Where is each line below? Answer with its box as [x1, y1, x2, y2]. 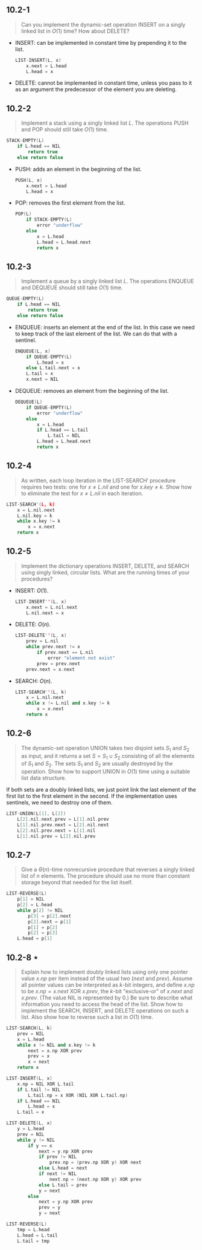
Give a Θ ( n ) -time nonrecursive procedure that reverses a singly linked [21, 866, 195, 873]
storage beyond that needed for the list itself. [21, 879, 133, 886]
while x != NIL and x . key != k [17, 1042, 96, 1048]
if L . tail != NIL [17, 1087, 61, 1093]
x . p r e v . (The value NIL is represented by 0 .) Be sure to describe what [21, 994, 193, 1001]
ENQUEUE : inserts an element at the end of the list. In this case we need [14, 323, 195, 331]
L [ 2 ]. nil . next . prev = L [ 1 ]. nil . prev [17, 817, 110, 823]
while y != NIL [17, 1137, 55, 1143]
